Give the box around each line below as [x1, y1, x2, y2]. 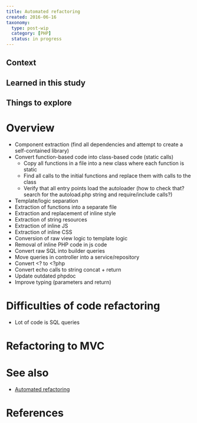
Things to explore [6, 98, 72, 108]
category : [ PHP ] [11, 31, 51, 37]
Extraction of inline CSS [14, 229, 73, 236]
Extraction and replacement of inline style [14, 210, 116, 217]
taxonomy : [6, 19, 31, 25]
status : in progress [11, 36, 62, 42]
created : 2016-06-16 [6, 14, 57, 20]
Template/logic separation [14, 197, 78, 204]
